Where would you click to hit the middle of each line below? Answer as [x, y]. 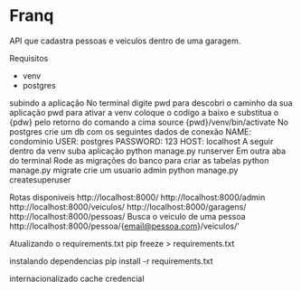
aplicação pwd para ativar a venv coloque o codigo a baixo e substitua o [144, 112]
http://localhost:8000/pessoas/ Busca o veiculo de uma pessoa [127, 216]
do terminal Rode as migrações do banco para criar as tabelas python [139, 160]
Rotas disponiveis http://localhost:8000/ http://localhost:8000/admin [137, 197]
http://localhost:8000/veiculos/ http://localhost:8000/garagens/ [128, 207]
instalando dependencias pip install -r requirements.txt [111, 261]
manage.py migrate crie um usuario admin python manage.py [124, 170]
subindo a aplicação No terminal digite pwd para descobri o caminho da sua [151, 103]
